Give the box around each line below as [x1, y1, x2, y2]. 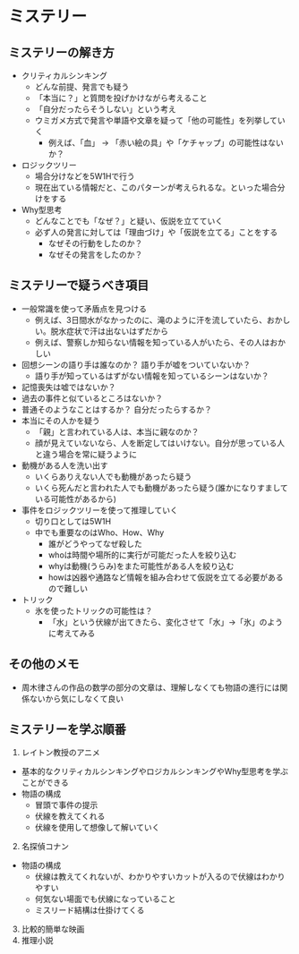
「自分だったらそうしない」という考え [34, 104, 176, 115]
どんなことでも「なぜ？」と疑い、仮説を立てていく [34, 216, 224, 226]
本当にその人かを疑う [21, 415, 100, 426]
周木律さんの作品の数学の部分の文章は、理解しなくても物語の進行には [21, 682, 280, 693]
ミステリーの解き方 [8, 45, 115, 60]
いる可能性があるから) [34, 493, 117, 504]
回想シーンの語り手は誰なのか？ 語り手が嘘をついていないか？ [21, 359, 252, 370]
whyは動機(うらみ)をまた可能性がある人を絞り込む [47, 560, 235, 571]
